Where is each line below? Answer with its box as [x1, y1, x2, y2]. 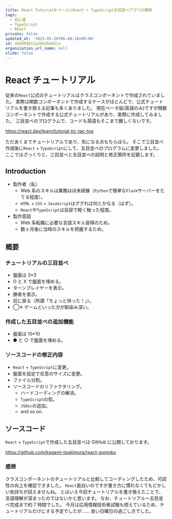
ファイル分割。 [12, 377, 45, 383]
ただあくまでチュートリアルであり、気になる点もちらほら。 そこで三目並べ [5, 139, 164, 145]
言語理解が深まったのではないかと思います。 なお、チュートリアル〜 [5, 495, 150, 501]
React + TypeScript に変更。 [12, 364, 71, 370]
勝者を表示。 [12, 291, 40, 297]
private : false [5, 31, 38, 36]
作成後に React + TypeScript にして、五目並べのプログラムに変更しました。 [5, 145, 162, 152]
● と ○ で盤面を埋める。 [12, 337, 66, 343]
